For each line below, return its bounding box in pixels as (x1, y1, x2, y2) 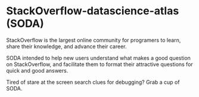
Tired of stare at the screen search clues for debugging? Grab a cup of (6, 79, 180, 86)
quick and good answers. (6, 67, 69, 74)
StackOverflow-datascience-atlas (6, 4, 179, 18)
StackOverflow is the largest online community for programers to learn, (6, 36, 181, 43)
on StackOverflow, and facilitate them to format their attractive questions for (6, 61, 194, 68)
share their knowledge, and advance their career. (6, 43, 127, 50)
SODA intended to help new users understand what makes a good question (6, 54, 191, 61)
